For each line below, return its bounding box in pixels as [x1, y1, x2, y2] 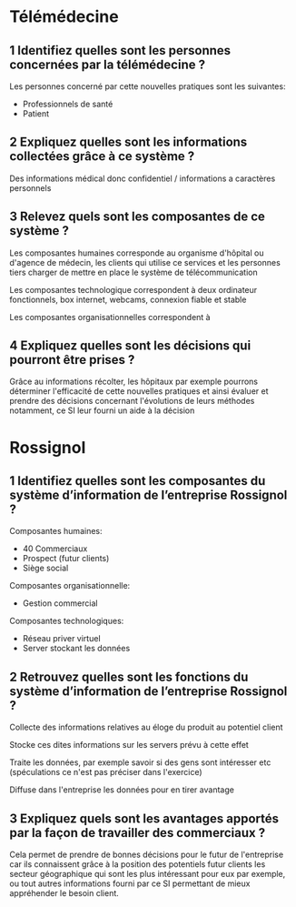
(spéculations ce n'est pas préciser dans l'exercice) [9, 767, 202, 778]
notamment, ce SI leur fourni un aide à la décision [9, 405, 195, 416]
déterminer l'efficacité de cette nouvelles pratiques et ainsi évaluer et [9, 386, 269, 397]
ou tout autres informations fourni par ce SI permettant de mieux [9, 878, 251, 889]
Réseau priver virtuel [22, 633, 102, 644]
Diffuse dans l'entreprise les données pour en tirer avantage [9, 784, 234, 795]
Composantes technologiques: [9, 616, 124, 627]
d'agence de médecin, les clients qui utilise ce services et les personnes [9, 257, 281, 267]
